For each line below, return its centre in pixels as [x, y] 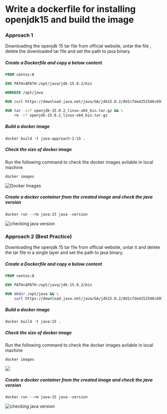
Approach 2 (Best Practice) [39, 236]
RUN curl [14, 102]
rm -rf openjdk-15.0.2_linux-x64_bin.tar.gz [61, 115]
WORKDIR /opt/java [24, 93]
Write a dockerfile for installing [70, 9]
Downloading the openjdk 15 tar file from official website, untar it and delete [83, 247]
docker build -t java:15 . [33, 322]
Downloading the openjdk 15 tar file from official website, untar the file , [78, 46]
